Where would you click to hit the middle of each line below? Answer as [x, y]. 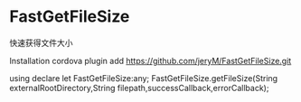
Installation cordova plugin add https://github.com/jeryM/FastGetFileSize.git [150, 60]
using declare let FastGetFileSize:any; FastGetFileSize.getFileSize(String [144, 78]
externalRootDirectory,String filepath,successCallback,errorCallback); [139, 88]
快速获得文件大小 [41, 42]
